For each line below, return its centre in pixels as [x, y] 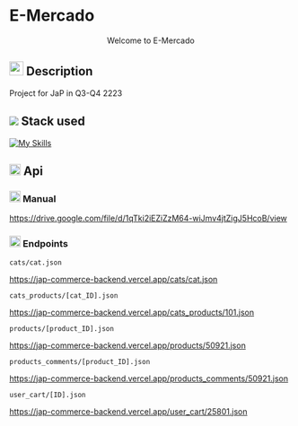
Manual [39, 198]
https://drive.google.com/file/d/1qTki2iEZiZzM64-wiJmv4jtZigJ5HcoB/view [148, 218]
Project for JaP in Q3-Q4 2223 [66, 93]
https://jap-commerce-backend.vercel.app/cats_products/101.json [132, 312]
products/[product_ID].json [62, 328]
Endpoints [45, 244]
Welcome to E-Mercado [151, 40]
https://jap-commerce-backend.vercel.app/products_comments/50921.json [149, 378]
